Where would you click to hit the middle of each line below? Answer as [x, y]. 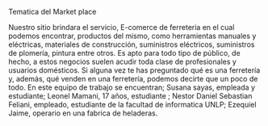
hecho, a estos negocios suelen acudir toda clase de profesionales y [122, 61]
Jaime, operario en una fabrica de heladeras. [83, 113]
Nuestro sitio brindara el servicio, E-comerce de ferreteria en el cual [121, 27]
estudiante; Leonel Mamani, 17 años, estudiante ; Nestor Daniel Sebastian [130, 96]
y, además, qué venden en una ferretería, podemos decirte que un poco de [133, 79]
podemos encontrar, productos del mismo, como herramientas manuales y [132, 36]
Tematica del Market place [52, 12]
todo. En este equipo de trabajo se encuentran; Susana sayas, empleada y [132, 87]
